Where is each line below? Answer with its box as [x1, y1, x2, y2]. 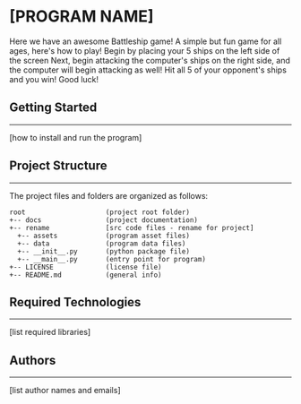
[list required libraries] [9, 327, 91, 338]
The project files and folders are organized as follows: [9, 190, 209, 201]
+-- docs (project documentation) [9, 215, 199, 225]
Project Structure [9, 159, 107, 174]
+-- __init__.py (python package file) [17, 246, 191, 256]
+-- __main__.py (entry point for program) [17, 254, 206, 263]
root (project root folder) [9, 208, 191, 217]
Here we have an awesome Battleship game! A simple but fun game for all [9, 36, 282, 47]
